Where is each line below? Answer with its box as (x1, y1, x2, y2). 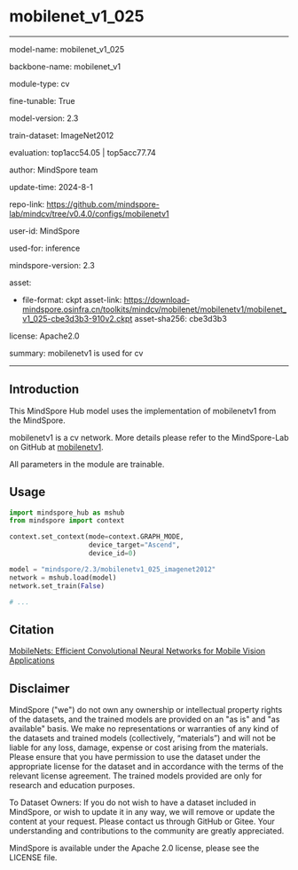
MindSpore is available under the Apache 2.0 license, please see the (9, 842, 260, 854)
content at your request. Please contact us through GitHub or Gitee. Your (9, 816, 275, 827)
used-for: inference (9, 243, 81, 253)
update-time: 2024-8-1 (9, 181, 93, 192)
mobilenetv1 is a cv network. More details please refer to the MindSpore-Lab (9, 432, 290, 443)
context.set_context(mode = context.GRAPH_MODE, (9, 532, 184, 541)
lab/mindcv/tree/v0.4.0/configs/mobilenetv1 (9, 208, 169, 219)
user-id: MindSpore (9, 225, 80, 236)
